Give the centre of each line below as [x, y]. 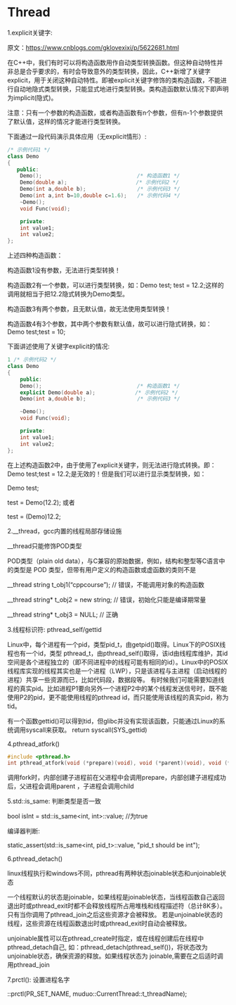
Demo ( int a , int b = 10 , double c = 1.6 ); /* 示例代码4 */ [100, 196]
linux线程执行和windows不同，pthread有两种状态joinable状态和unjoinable [114, 873]
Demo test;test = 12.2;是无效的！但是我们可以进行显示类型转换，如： [107, 474]
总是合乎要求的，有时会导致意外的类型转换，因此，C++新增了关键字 [112, 71]
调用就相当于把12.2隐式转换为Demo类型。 [68, 294]
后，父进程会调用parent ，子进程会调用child [71, 786]
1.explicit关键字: [30, 32]
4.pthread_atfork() [33, 744]
